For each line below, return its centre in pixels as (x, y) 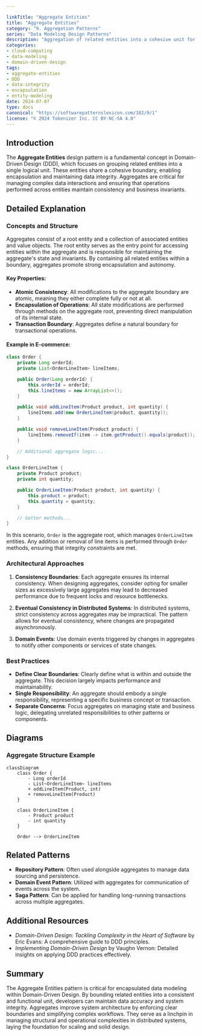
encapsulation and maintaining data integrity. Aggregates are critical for (95, 177)
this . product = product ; (59, 496)
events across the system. (48, 889)
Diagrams (25, 738)
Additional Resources (47, 921)
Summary (25, 973)
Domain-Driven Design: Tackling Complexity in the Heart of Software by (105, 936)
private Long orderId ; (46, 363)
